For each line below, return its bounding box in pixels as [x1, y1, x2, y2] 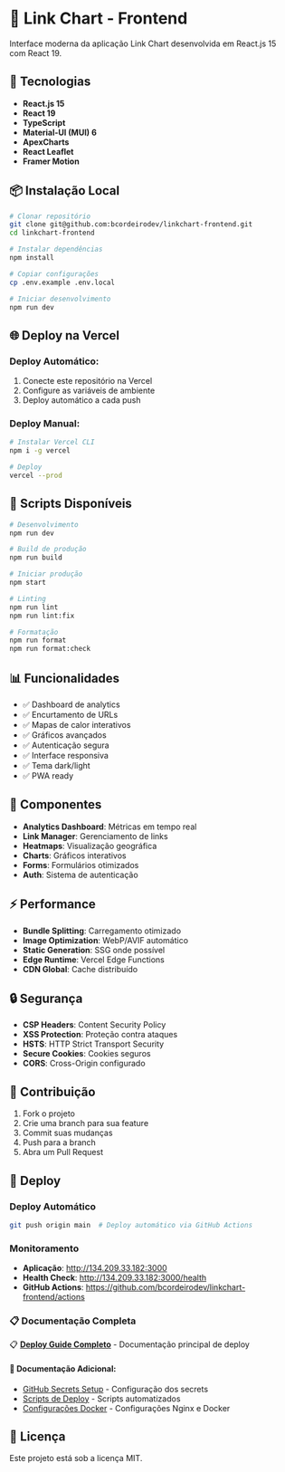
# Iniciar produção [9, 569, 83, 578]
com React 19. [9, 47, 62, 58]
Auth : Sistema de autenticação [22, 869, 138, 880]
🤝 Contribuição [9, 1084, 96, 1099]
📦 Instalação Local [9, 183, 120, 198]
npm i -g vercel [9, 446, 71, 455]
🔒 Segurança [9, 991, 83, 1007]
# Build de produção [9, 545, 88, 554]
